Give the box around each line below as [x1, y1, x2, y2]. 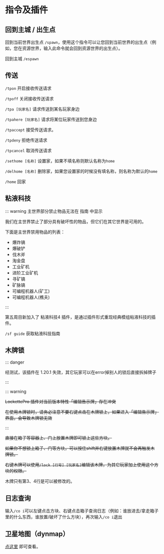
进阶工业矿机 [12, 269, 38, 276]
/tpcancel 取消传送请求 [5, 147, 52, 153]
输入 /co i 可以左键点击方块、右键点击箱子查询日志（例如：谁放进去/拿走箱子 [5, 508, 159, 514]
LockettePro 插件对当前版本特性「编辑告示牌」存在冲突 [5, 399, 116, 405]
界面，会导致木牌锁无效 [5, 415, 52, 421]
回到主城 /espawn [5, 56, 39, 62]
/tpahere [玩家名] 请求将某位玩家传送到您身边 [5, 116, 97, 122]
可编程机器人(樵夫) [12, 294, 50, 300]
